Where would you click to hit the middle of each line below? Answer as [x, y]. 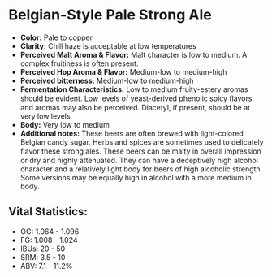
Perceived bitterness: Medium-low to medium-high [107, 80]
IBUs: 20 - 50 [43, 249]
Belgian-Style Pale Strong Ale [110, 15]
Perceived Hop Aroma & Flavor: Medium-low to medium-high [123, 71]
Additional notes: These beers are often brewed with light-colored [132, 133]
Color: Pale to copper [56, 37]
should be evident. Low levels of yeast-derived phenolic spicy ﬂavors [136, 98]
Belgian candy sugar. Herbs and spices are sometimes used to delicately [142, 142]
